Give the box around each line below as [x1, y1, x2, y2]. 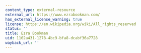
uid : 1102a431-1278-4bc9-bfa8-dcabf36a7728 [5, 36, 98, 41]
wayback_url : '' [5, 40, 39, 45]
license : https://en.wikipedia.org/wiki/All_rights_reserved [5, 21, 136, 27]
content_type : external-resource [5, 7, 76, 13]
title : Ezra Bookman [5, 31, 49, 36]
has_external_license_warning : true [5, 17, 82, 22]
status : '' [5, 26, 28, 31]
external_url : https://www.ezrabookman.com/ [5, 12, 100, 17]
